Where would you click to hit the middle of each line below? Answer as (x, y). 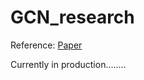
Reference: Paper (46, 45)
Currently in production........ (68, 64)
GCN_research (72, 17)
